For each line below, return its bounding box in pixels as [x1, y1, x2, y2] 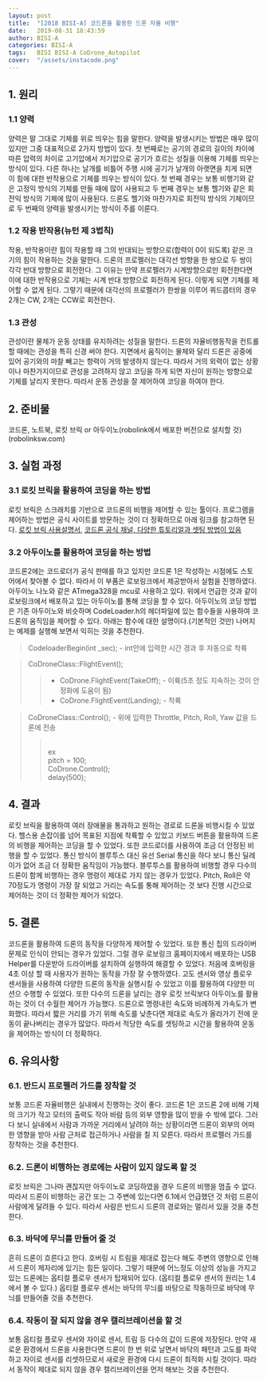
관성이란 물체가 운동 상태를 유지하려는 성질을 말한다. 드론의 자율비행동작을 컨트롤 [8, 336, 260, 346]
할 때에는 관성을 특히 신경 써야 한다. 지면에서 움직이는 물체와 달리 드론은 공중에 [8, 347, 253, 356]
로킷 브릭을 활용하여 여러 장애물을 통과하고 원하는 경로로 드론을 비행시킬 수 [8, 820, 241, 830]
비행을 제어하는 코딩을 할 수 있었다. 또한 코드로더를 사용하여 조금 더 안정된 [16, 840, 246, 850]
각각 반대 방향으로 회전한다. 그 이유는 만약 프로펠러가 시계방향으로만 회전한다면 [8, 265, 253, 274]
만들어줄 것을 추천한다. [22, 1292, 94, 1303]
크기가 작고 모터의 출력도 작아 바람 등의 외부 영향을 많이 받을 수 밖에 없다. [16, 1110, 244, 1120]
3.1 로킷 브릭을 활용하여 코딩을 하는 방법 [8, 485, 151, 496]
